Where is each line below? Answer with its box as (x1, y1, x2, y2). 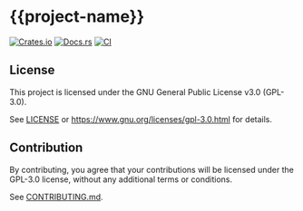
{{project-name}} (9, 6, 145, 27)
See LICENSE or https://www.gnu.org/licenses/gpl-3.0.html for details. (9, 113, 273, 124)
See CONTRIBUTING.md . (9, 191, 103, 202)
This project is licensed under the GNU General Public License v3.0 (9, 86, 261, 97)
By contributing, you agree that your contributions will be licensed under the (9, 164, 295, 175)
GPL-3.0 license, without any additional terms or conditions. (9, 174, 233, 185)
